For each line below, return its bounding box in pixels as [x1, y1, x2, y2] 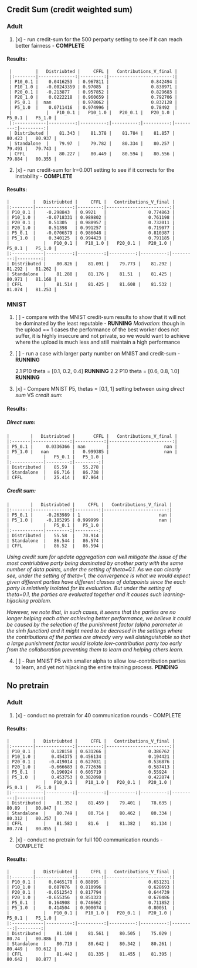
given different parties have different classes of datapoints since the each [6, 578, 186, 585]
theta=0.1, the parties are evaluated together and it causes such [6, 591, 162, 598]
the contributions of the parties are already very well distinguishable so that [6, 633, 191, 640]
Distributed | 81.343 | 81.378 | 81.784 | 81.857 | [14, 130, 175, 136]
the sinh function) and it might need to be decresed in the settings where [6, 627, 183, 634]
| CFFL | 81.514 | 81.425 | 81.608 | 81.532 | [6, 282, 172, 288]
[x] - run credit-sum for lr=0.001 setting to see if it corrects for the [15, 166, 175, 173]
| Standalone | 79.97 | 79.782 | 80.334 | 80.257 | [9, 141, 175, 147]
